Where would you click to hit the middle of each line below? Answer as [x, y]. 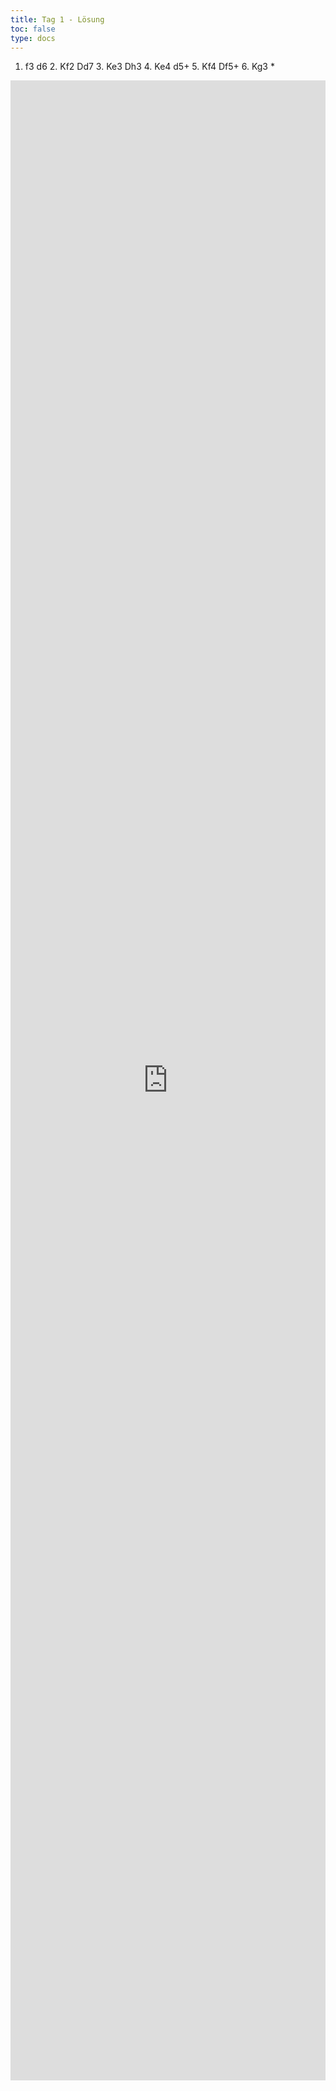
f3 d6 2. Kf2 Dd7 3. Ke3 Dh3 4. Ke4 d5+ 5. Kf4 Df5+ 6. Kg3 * [149, 67]
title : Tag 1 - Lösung [57, 19]
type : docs [33, 38]
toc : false [33, 29]
